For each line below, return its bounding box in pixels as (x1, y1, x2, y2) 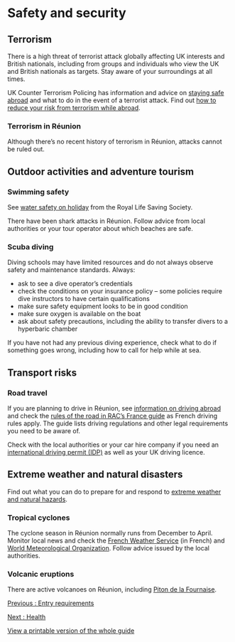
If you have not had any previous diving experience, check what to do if (7, 339, 217, 347)
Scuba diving (7, 241, 54, 251)
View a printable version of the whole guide (7, 626, 135, 635)
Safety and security (7, 5, 126, 21)
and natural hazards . (7, 495, 67, 504)
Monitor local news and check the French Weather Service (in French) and (7, 536, 225, 545)
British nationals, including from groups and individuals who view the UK (7, 60, 219, 68)
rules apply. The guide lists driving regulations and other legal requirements (7, 419, 229, 428)
